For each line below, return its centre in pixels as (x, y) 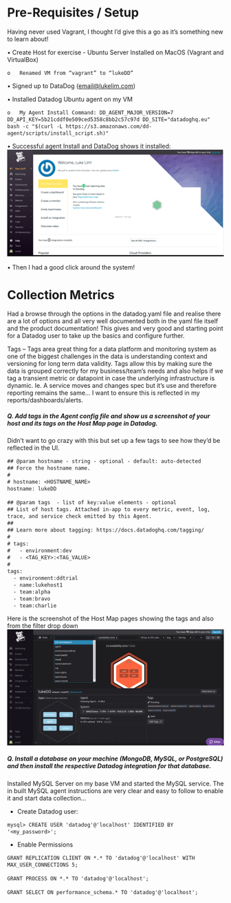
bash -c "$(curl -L (35, 126)
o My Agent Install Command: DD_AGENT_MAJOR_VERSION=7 (90, 112)
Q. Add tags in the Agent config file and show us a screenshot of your (109, 416)
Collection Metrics (61, 295)
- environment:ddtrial (46, 578)
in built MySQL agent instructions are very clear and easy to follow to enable (115, 791)
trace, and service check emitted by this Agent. (80, 516)
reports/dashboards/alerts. (45, 400)
